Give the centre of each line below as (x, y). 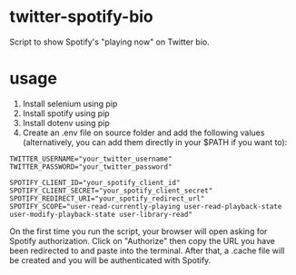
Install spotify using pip (66, 113)
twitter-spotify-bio (82, 17)
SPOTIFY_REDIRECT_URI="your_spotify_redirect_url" (107, 198)
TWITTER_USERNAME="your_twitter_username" (91, 159)
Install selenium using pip (70, 103)
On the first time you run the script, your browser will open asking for (138, 231)
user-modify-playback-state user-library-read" (101, 214)
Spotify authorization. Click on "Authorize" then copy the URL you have (142, 241)
